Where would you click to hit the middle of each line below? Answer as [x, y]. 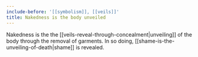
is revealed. [90, 47]
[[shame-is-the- [155, 41]
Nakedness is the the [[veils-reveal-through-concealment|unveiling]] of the [99, 34]
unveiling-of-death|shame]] [40, 47]
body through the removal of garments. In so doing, [70, 41]
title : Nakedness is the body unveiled [56, 17]
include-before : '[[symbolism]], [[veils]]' [63, 12]
